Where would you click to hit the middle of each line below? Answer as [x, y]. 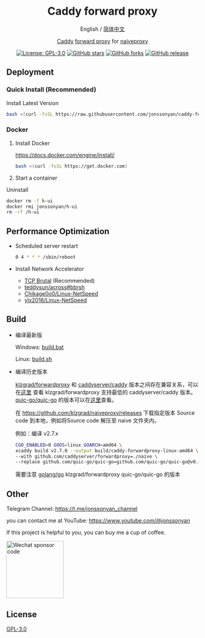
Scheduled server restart [46, 246]
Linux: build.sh [34, 359]
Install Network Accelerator [49, 269]
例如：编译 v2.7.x [37, 433]
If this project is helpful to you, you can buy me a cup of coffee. [86, 532]
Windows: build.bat [39, 347]
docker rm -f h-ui [30, 201]
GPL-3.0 [17, 629]
